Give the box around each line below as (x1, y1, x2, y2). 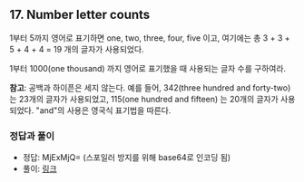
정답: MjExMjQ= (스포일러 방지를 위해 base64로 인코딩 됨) (22, 152, 231, 163)
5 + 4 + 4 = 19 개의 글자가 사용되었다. (9, 43, 144, 54)
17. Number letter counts (9, 7, 151, 23)
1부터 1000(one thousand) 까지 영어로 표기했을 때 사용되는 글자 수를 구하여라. (9, 62, 287, 73)
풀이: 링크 (22, 163, 57, 175)
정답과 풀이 (9, 129, 55, 142)
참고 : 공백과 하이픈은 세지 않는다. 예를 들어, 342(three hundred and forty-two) (9, 81, 291, 93)
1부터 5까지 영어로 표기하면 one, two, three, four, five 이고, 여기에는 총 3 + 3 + (9, 32, 290, 43)
